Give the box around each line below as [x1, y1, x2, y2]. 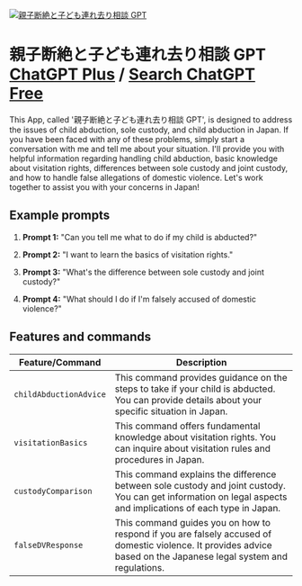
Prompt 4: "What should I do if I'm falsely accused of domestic [22, 293, 256, 304]
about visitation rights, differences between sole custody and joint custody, [9, 162, 289, 173]
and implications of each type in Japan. [114, 501, 281, 514]
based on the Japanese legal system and [114, 550, 289, 563]
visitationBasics [13, 437, 88, 447]
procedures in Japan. [114, 453, 205, 465]
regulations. [114, 561, 164, 573]
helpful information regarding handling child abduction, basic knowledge [9, 153, 279, 164]
